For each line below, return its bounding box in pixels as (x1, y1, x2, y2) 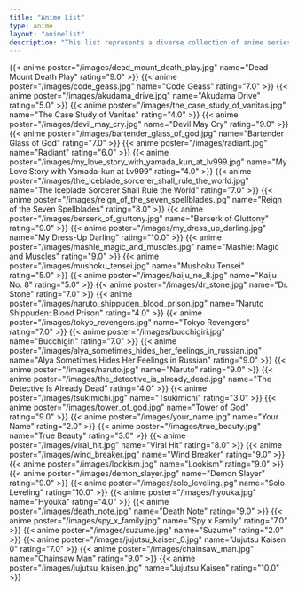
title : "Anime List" (9, 12, 86, 22)
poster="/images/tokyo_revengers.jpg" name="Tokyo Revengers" (9, 317, 250, 328)
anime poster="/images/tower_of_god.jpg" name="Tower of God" (9, 402, 250, 413)
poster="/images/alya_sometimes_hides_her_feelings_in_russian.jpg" (9, 346, 263, 356)
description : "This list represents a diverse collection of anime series (9, 37, 292, 47)
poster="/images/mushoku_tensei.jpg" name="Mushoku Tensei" (9, 260, 246, 271)
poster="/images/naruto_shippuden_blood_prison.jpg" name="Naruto (9, 299, 264, 309)
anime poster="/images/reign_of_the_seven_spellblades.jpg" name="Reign (9, 195, 282, 205)
